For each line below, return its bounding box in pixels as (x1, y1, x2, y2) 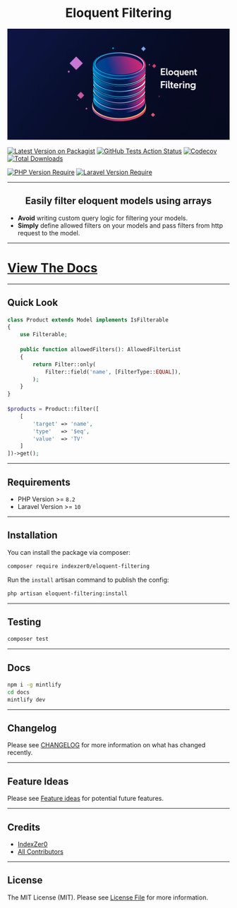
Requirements (7, 476, 71, 488)
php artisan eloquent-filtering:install (7, 590, 128, 597)
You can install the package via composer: (7, 548, 130, 556)
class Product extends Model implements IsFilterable (7, 316, 169, 324)
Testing (7, 615, 42, 628)
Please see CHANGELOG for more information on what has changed (7, 741, 206, 749)
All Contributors (17, 847, 63, 856)
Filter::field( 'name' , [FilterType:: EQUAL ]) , (44, 368, 181, 375)
